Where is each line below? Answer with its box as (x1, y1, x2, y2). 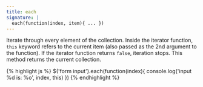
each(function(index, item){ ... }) (12, 20, 104, 26)
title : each (6, 8, 36, 15)
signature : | (6, 14, 39, 21)
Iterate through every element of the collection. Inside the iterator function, (6, 37, 193, 44)
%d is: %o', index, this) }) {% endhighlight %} (6, 74, 120, 82)
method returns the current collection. (6, 56, 102, 63)
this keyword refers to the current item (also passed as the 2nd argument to (6, 43, 197, 50)
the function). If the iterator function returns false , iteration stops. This (6, 50, 183, 57)
